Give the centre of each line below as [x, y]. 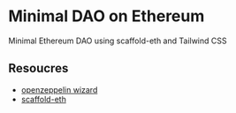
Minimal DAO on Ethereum [107, 16]
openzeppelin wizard [59, 89]
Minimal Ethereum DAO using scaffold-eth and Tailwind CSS [118, 41]
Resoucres [38, 68]
